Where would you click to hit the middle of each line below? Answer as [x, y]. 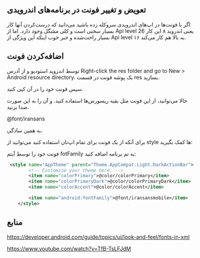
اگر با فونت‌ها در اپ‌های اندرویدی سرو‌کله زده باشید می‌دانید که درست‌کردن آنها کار [99, 24]
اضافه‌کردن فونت [35, 56]
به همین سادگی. [25, 130]
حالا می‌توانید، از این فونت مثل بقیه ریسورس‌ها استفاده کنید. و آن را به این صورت [97, 100]
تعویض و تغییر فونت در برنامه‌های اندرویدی [76, 10]
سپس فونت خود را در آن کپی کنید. [45, 89]
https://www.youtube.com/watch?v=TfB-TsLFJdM [69, 248]
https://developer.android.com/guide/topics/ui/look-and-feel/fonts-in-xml [98, 237]
